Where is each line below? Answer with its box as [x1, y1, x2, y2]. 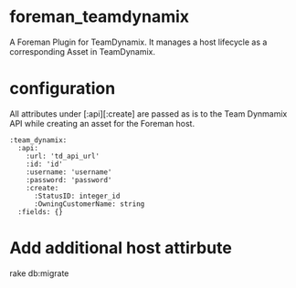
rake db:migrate [9, 267, 69, 279]
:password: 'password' [26, 175, 112, 184]
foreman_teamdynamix [9, 6, 190, 27]
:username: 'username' [26, 167, 112, 177]
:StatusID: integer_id [33, 191, 121, 201]
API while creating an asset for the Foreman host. [9, 118, 195, 129]
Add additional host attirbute [9, 238, 233, 259]
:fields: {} [17, 207, 64, 216]
